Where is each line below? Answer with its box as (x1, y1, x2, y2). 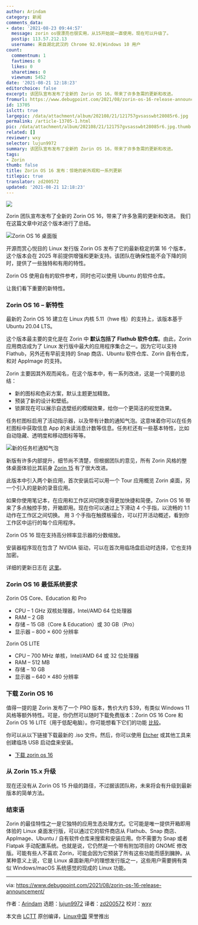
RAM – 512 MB (14, 659, 50, 666)
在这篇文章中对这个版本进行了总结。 (6, 220, 94, 227)
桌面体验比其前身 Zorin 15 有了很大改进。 (11, 464, 111, 471)
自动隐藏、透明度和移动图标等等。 (6, 432, 89, 439)
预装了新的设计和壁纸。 (14, 397, 72, 404)
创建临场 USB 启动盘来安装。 (6, 738, 77, 746)
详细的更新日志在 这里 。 (6, 564, 65, 571)
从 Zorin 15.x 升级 (6, 767, 56, 776)
